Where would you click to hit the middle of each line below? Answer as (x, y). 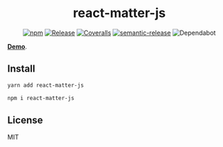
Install (21, 69)
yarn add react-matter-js (45, 85)
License (25, 120)
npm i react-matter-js (41, 98)
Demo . (17, 46)
